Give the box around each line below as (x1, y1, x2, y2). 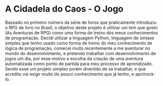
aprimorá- (135, 71, 156, 77)
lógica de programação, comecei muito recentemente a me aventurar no (5, 45, 150, 51)
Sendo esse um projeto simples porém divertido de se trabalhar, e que (5, 66, 146, 71)
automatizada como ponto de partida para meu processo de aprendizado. (5, 61, 153, 67)
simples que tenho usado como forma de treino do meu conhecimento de (5, 40, 152, 46)
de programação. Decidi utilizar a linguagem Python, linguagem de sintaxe (5, 35, 154, 41)
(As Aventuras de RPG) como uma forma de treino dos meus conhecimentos (5, 30, 158, 35)
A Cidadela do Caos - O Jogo (5, 3, 124, 15)
